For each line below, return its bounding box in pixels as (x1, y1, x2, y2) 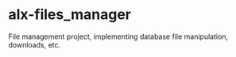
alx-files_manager (8, 6, 132, 24)
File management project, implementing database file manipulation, (8, 32, 229, 41)
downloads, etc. (8, 40, 61, 49)
